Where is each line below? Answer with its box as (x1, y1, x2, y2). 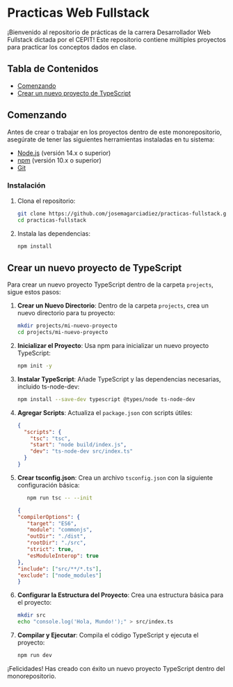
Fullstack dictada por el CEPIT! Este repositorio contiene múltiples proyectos (7, 35, 226, 43)
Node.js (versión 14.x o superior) (17, 149, 111, 157)
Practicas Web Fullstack (7, 5, 150, 21)
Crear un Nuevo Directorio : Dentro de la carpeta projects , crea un (17, 301, 209, 310)
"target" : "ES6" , (26, 520, 77, 527)
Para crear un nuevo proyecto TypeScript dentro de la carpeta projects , (7, 280, 214, 289)
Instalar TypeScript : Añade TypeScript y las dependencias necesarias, (17, 375, 221, 383)
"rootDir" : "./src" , (26, 539, 87, 547)
